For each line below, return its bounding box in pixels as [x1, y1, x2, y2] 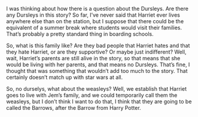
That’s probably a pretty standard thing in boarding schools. [6, 30, 154, 38]
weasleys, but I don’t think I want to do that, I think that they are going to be [6, 98, 192, 105]
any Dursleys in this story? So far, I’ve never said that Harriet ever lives [6, 11, 181, 19]
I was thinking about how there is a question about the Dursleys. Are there [6, 5, 188, 12]
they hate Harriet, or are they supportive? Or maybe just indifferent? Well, [6, 48, 187, 56]
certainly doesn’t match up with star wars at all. [6, 74, 123, 81]
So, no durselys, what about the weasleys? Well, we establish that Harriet [6, 85, 187, 92]
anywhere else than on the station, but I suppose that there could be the [6, 18, 184, 24]
